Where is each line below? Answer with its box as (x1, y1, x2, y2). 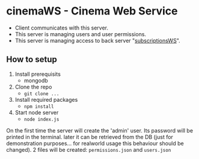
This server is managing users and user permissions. (14, 30, 146, 37)
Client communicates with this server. (14, 24, 108, 31)
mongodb (23, 76, 48, 84)
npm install (23, 104, 54, 110)
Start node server (14, 108, 59, 116)
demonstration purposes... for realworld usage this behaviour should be (6, 140, 185, 147)
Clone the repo (14, 83, 52, 90)
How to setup (6, 54, 57, 64)
